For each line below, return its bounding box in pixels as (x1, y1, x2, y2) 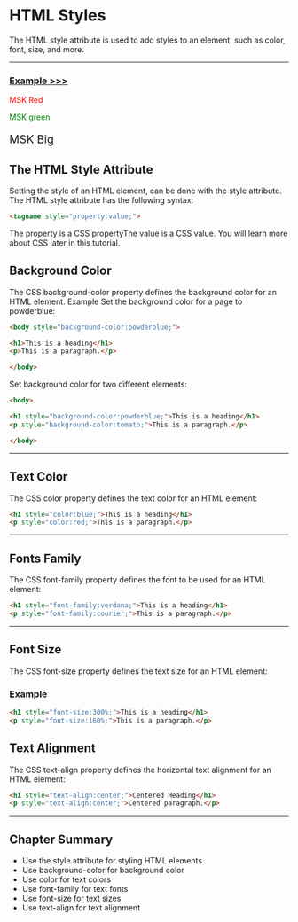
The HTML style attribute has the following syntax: (9, 195, 194, 206)
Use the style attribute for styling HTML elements (21, 856, 202, 866)
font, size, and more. (9, 43, 84, 54)
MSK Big (9, 132, 55, 147)
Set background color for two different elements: (9, 379, 188, 390)
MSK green (9, 112, 51, 122)
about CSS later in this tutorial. (9, 237, 121, 248)
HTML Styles (9, 5, 106, 26)
